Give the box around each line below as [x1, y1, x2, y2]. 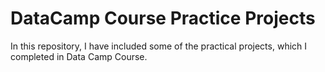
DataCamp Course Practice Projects [10, 7, 316, 30]
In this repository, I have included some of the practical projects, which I [10, 40, 308, 52]
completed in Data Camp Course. [10, 50, 148, 62]
